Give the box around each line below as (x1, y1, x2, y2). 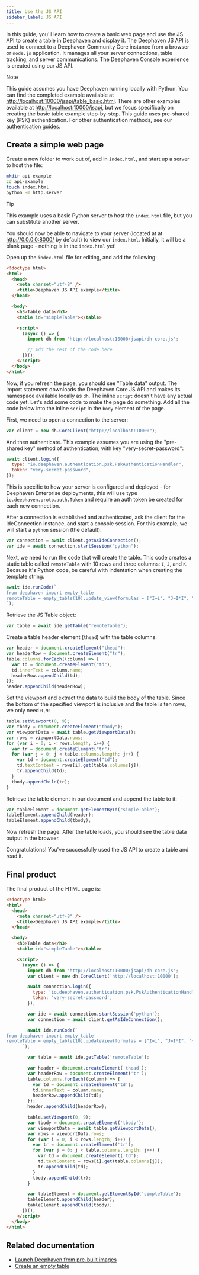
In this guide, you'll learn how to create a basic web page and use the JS (6, 30, 184, 37)
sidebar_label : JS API (6, 14, 62, 20)
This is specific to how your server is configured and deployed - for (6, 483, 171, 490)
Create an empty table (14, 1263, 70, 1270)
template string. (6, 573, 44, 580)
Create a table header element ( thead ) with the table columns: (6, 634, 157, 641)
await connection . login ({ (27, 984, 92, 990)
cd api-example (6, 179, 44, 185)
